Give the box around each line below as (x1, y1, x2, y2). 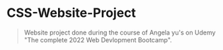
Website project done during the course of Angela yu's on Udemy (23, 28, 216, 37)
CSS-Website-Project (6, 5, 136, 21)
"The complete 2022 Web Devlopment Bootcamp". (23, 35, 173, 44)
